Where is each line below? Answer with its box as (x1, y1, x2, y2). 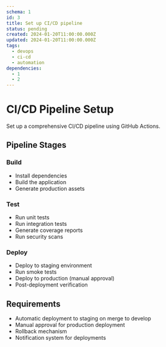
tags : (6, 43, 20, 49)
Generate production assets (15, 185, 85, 192)
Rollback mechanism (15, 328, 67, 335)
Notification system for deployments (15, 334, 106, 342)
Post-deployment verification (15, 281, 88, 288)
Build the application (15, 178, 67, 185)
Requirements (6, 299, 61, 309)
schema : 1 (6, 8, 32, 15)
